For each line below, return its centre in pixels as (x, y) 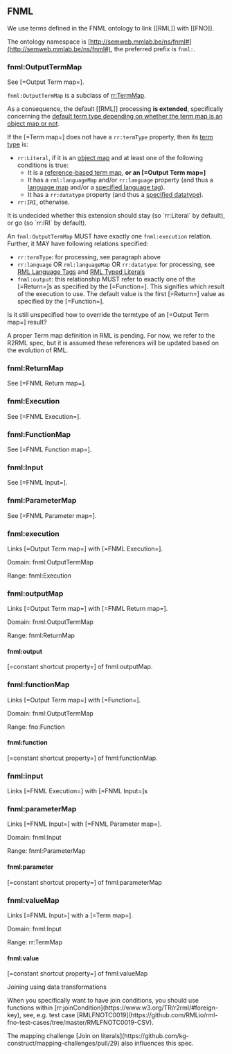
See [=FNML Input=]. (37, 483)
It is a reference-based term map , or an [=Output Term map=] (117, 173)
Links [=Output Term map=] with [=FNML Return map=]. (88, 609)
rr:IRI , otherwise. (43, 202)
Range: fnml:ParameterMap (46, 851)
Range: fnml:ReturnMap (41, 636)
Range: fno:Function (36, 727)
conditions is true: (43, 165)
